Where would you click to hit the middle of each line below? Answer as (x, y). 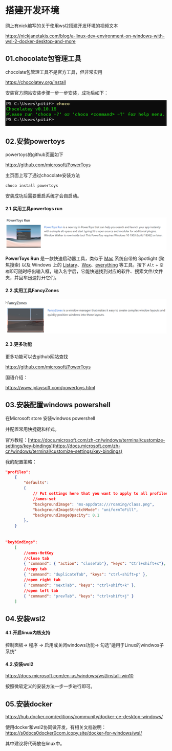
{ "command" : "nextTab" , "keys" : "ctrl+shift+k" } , (80, 585)
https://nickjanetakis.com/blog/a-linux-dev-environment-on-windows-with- (85, 36)
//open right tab (42, 580)
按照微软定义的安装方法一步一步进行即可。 (50, 687)
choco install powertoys (32, 186)
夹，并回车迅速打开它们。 (32, 278)
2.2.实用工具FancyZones (32, 290)
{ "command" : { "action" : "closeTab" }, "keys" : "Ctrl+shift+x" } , (95, 564)
